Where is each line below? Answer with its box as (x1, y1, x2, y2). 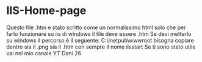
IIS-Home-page (6, 4, 87, 18)
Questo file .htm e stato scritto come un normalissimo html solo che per (6, 24, 186, 31)
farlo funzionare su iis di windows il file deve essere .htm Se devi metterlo (6, 30, 192, 37)
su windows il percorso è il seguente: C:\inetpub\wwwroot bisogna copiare (6, 36, 194, 44)
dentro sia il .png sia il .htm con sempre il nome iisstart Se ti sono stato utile (6, 43, 196, 50)
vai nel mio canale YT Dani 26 (6, 49, 81, 57)
